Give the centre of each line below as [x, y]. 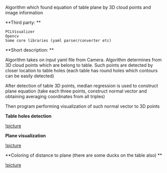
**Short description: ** [30, 50]
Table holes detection [29, 116]
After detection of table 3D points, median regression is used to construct [82, 86]
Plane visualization [26, 136]
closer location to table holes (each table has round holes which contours [81, 71]
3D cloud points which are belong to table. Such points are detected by [79, 65]
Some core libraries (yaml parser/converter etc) [59, 40]
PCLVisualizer [20, 32]
